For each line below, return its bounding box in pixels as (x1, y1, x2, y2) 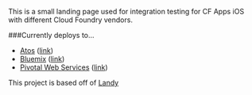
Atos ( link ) (19, 46, 54, 55)
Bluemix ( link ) (19, 55, 65, 63)
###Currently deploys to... (8, 31, 95, 40)
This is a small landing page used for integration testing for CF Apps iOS (8, 7, 245, 16)
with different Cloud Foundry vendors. (8, 15, 134, 25)
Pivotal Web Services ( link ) (19, 63, 109, 72)
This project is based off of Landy (8, 78, 119, 87)
